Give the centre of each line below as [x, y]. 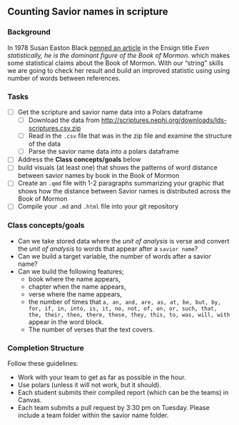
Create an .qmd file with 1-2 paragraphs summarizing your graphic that [121, 183]
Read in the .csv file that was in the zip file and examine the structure [130, 136]
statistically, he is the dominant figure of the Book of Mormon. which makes [119, 55]
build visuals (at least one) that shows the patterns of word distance [117, 168]
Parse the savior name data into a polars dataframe [104, 151]
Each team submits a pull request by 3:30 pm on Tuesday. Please [114, 408]
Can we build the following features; [71, 271]
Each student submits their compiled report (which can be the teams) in [123, 393]
